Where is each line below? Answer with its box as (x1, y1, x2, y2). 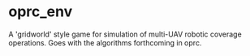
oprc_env (8, 2, 73, 21)
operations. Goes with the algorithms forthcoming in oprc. (8, 37, 202, 47)
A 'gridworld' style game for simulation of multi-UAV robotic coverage (8, 29, 242, 39)
